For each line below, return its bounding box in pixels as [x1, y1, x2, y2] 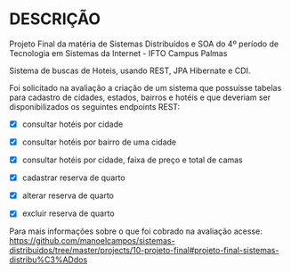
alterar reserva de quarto [21, 190, 114, 201]
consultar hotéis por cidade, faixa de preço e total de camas [21, 154, 243, 165]
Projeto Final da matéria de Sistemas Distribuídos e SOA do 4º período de [9, 38, 279, 49]
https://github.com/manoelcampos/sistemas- [9, 236, 175, 246]
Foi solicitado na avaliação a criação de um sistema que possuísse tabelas [9, 82, 282, 93]
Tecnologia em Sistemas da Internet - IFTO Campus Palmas [9, 47, 228, 58]
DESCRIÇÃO [9, 9, 101, 29]
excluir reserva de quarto [21, 208, 115, 219]
